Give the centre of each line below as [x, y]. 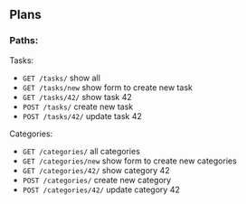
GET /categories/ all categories [81, 151]
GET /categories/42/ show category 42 [96, 170]
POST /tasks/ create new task [78, 107]
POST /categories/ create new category [97, 180]
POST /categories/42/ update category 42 [101, 190]
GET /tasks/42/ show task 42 [77, 97]
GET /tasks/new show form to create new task [107, 87]
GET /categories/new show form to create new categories [129, 161]
